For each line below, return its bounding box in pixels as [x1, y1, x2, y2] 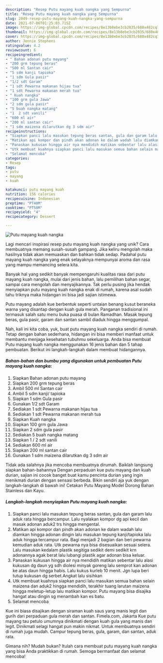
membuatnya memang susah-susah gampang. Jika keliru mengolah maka [5, 246, 153, 252]
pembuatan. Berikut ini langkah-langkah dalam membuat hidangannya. [5, 347, 147, 352]
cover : [5, 34, 19, 39]
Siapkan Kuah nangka [12, 416, 56, 422]
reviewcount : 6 [5, 48, 36, 52]
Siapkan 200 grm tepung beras [12, 380, 75, 386]
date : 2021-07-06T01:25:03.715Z [5, 20, 71, 26]
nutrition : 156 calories [5, 192, 56, 196]
